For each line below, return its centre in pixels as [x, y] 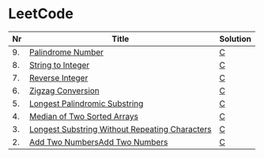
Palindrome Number [66, 52]
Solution [235, 39]
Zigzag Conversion [64, 90]
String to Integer [59, 65]
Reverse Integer [58, 77]
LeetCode [41, 14]
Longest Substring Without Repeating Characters [120, 129]
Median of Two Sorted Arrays [83, 116]
